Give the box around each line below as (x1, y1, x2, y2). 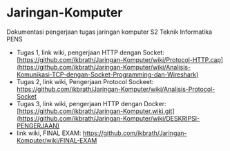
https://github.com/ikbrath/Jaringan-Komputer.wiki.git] (19, 107, 175, 115)
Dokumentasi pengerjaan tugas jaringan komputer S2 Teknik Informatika (6, 28, 213, 36)
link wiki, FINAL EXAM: (16, 129, 82, 137)
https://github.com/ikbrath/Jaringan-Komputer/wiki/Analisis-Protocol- (16, 85, 215, 93)
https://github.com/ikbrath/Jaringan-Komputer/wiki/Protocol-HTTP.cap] (19, 55, 224, 63)
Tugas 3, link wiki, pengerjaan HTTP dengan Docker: (16, 99, 166, 108)
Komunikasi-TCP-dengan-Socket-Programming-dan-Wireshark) (16, 70, 199, 79)
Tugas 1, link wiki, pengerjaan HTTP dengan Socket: (16, 48, 165, 57)
